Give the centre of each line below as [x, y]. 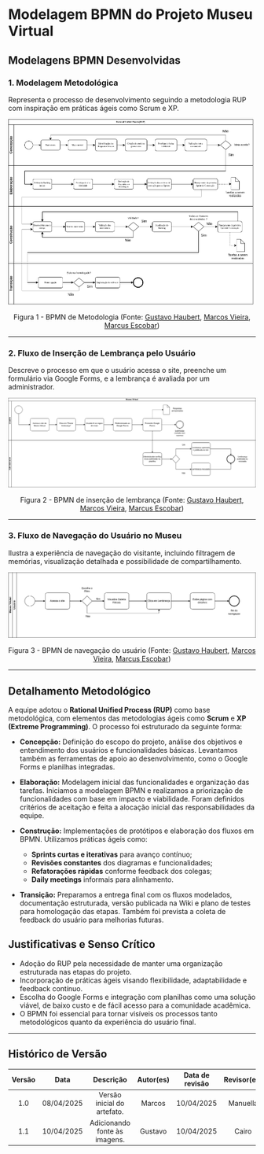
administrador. [31, 386]
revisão [197, 1084]
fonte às [110, 1131]
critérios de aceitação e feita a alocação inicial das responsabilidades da [137, 807]
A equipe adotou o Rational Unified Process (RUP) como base [109, 710]
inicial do [110, 1104]
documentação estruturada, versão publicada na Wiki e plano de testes [135, 903]
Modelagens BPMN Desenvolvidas [94, 60]
